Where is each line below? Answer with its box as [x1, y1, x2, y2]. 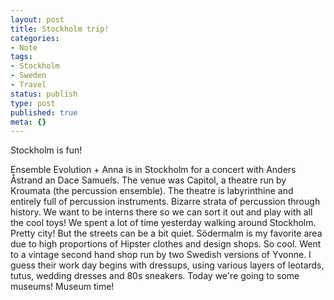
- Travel [10, 80, 47, 90]
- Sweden [10, 71, 47, 81]
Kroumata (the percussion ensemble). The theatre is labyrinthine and [10, 185, 294, 197]
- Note [10, 42, 38, 53]
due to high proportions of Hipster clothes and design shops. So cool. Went [10, 238, 322, 250]
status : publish [10, 89, 78, 99]
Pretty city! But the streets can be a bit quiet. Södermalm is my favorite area [10, 227, 323, 240]
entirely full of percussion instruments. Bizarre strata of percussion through [10, 196, 321, 208]
